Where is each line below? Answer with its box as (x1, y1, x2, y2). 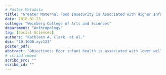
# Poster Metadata (5, 7, 43, 12)
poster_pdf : (5, 44, 30, 49)
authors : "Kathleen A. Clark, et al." (5, 35, 85, 40)
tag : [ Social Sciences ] (5, 30, 54, 35)
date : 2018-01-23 (5, 16, 41, 21)
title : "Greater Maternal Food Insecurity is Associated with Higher (5, 12, 152, 17)
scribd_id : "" (5, 62, 35, 67)
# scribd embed (5, 53, 37, 58)
